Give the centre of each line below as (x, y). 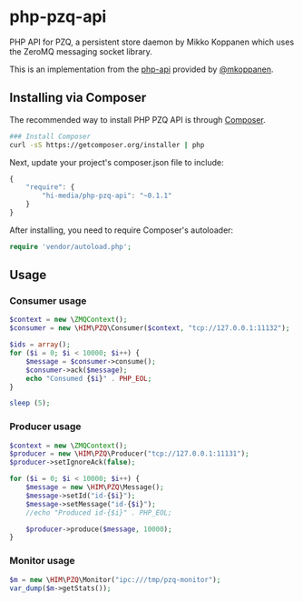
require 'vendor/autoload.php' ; (70, 246)
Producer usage (45, 426)
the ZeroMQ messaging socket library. (81, 51)
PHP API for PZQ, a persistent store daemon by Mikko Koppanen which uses (152, 42)
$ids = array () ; (40, 345)
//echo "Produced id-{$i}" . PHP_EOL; (99, 512)
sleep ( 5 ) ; (30, 403)
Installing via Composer (78, 98)
